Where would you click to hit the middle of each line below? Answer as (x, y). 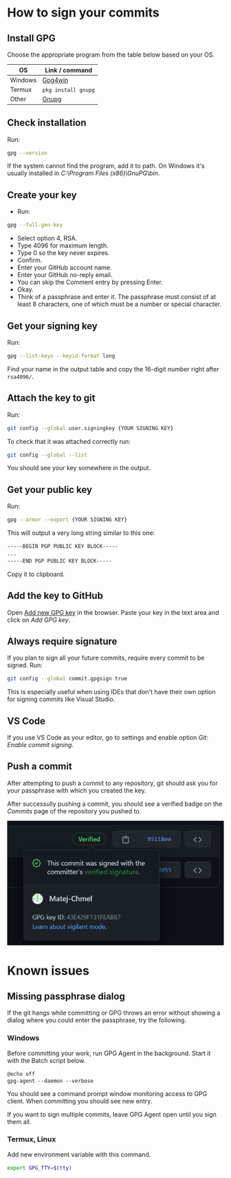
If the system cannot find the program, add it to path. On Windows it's (106, 166)
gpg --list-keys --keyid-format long (61, 356)
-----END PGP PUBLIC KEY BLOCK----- (59, 561)
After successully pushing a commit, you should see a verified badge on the (115, 804)
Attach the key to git (51, 398)
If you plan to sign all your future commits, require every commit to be (106, 658)
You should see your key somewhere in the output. (79, 468)
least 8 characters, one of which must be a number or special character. (119, 304)
